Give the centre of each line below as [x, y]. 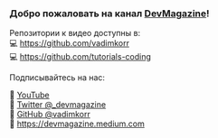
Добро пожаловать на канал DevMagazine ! [109, 14]
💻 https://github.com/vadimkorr [69, 43]
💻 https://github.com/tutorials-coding [81, 57]
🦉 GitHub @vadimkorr [50, 115]
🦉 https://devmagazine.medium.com [77, 124]
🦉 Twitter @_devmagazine [58, 105]
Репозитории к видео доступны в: [75, 33]
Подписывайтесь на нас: [57, 78]
